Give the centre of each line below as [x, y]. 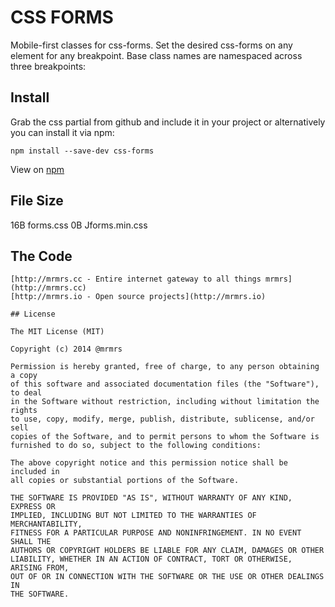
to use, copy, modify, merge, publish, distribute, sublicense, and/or [162, 419]
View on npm [37, 169]
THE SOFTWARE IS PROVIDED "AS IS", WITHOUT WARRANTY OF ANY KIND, [151, 498]
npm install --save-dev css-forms [82, 151]
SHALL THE [31, 542]
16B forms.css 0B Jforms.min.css [79, 225]
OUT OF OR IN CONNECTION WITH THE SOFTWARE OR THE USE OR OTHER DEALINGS [167, 577]
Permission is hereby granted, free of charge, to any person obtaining [165, 367]
